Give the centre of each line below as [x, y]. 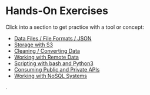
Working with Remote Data [46, 57]
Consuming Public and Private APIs [57, 69]
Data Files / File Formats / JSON [53, 38]
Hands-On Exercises [57, 11]
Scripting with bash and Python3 [54, 63]
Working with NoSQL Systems [51, 76]
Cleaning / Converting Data [47, 50]
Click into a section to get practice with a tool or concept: [75, 27]
